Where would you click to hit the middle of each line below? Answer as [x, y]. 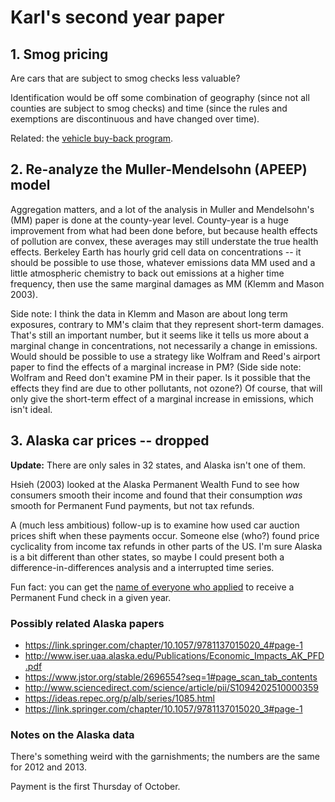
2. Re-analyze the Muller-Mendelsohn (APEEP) [159, 169]
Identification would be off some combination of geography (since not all [160, 97]
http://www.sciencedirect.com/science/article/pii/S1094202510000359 [171, 687]
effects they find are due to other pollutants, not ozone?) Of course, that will [166, 388]
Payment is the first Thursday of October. [95, 787]
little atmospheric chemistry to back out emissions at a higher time [147, 273]
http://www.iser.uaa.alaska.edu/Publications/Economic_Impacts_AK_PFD [174, 655]
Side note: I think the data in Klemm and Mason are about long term [149, 313]
